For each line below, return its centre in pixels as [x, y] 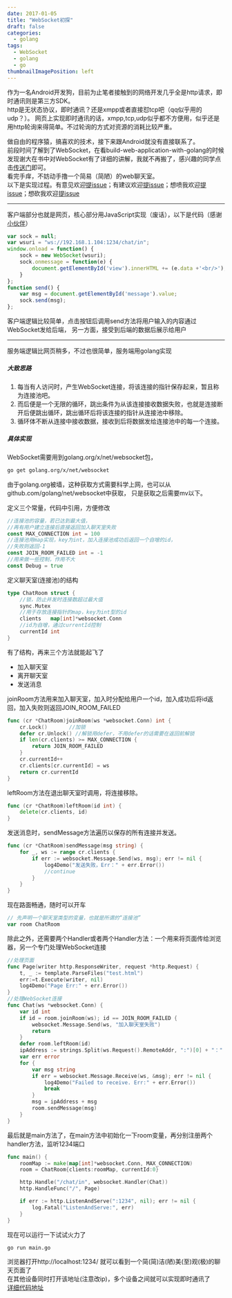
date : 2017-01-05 [32, 13]
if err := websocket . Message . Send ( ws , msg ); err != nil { [117, 859]
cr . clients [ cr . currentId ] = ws [65, 765]
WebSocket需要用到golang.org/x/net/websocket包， [82, 457]
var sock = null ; [32, 236]
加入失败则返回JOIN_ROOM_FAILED [70, 707]
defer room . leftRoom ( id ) [55, 1044]
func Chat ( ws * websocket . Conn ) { [55, 1005]
